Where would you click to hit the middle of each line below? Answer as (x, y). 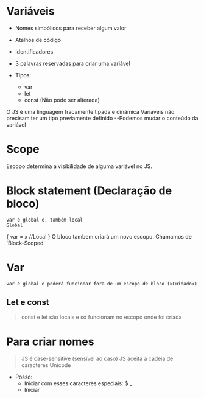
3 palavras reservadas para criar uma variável (73, 63)
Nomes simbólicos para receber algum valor (71, 28)
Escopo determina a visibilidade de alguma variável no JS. (79, 166)
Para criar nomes (50, 341)
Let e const (28, 302)
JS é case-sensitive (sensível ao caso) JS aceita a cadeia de (97, 358)
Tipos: (23, 75)
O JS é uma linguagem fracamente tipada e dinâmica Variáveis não (90, 111)
